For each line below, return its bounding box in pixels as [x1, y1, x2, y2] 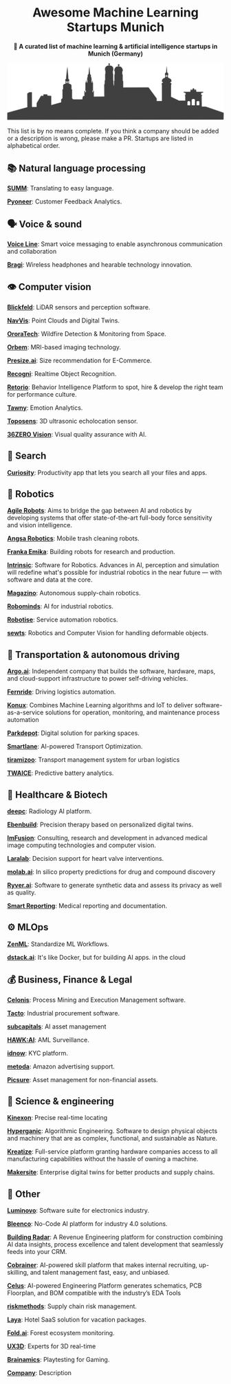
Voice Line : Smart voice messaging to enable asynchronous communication [7, 239, 223, 248]
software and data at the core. [7, 575, 93, 584]
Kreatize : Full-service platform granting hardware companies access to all [7, 1147, 218, 1156]
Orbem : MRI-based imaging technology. [7, 342, 122, 351]
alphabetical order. [7, 142, 60, 150]
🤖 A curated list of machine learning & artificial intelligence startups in [13, 42, 218, 50]
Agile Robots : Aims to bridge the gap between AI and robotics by [7, 507, 192, 515]
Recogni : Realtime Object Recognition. [7, 369, 117, 377]
